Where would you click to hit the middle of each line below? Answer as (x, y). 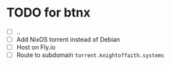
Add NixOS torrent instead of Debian (68, 40)
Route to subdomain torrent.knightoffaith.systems (90, 55)
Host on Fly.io (36, 47)
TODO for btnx (48, 13)
